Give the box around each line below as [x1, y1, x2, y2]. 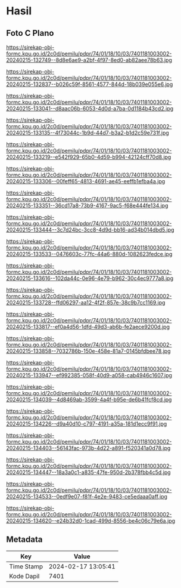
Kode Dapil [9, 572, 40, 580]
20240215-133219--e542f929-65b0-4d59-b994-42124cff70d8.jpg [6, 153, 171, 161]
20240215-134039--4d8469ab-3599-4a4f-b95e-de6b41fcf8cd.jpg [6, 396, 172, 403]
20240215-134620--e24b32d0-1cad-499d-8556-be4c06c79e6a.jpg [6, 518, 176, 524]
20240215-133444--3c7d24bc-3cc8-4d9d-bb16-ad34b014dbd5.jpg [6, 226, 174, 233]
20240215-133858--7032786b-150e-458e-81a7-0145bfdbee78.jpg [6, 347, 171, 355]
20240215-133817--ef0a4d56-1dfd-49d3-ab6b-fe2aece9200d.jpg [6, 324, 170, 330]
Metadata [6, 534, 43, 544]
